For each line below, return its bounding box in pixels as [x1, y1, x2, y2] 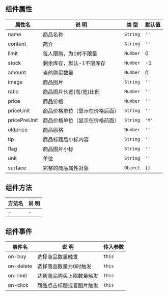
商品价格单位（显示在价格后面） [43, 107, 120, 114]
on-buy [8, 253, 26, 260]
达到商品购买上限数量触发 [37, 273, 99, 280]
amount [8, 69, 26, 76]
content [8, 40, 26, 47]
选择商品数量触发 [37, 253, 78, 260]
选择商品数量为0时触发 [37, 263, 92, 270]
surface [8, 164, 26, 171]
